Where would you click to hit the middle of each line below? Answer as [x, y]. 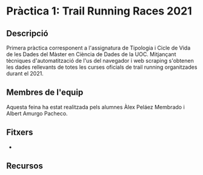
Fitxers [20, 132]
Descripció [27, 33]
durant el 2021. [25, 73]
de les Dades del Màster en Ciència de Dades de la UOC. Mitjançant [91, 54]
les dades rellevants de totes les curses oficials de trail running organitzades [102, 67]
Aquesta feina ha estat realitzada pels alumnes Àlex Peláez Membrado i [95, 107]
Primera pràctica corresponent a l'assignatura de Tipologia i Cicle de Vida [98, 48]
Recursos [25, 166]
